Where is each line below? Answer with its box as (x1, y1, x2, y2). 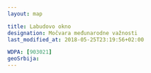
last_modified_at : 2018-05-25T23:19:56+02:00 (7, 36, 144, 43)
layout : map (7, 10, 43, 18)
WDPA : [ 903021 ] (7, 48, 52, 56)
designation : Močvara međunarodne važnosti (7, 29, 138, 36)
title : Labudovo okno (7, 22, 72, 30)
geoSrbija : (7, 55, 40, 62)
